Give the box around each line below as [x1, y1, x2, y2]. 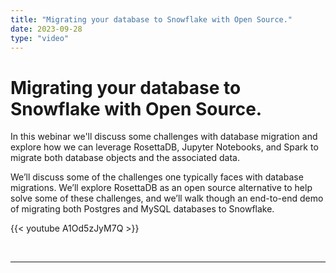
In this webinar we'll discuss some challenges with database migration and [10, 131, 318, 143]
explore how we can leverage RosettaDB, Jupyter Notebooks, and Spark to [10, 141, 319, 153]
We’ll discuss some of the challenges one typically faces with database [10, 171, 304, 183]
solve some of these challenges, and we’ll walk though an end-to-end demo [10, 192, 324, 205]
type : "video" [10, 33, 70, 43]
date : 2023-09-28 [10, 24, 83, 34]
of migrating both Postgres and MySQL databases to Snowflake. [10, 203, 275, 215]
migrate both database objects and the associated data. [10, 152, 240, 164]
